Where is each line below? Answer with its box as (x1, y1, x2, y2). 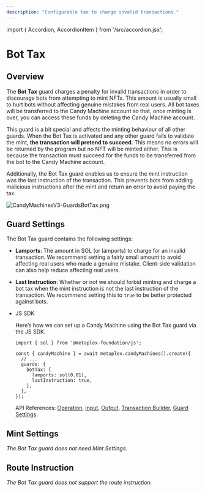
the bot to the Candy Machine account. (6, 158, 105, 165)
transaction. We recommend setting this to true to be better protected (15, 291, 192, 299)
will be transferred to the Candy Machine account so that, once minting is (6, 107, 192, 114)
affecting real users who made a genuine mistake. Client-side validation (15, 260, 196, 267)
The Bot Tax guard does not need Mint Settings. (6, 445, 127, 452)
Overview (6, 72, 45, 82)
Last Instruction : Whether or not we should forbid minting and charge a (15, 278, 196, 286)
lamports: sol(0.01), (31, 372, 87, 378)
